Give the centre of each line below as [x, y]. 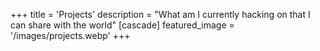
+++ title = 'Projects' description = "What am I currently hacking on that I [160, 14]
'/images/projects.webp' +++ [70, 35]
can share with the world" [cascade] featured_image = [122, 25]
